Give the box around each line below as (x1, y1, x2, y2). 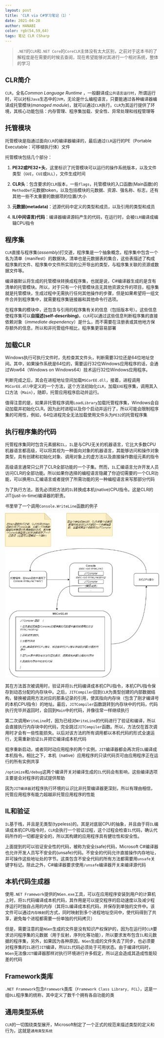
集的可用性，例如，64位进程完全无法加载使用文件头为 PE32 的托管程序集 (5, 412, 148, 418)
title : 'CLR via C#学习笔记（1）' (5, 13, 71, 18)
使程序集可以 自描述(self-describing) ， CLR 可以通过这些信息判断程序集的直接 (5, 313, 158, 319)
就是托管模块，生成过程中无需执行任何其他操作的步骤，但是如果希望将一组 (5, 290, 155, 296)
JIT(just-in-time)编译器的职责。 (5, 493, 68, 499)
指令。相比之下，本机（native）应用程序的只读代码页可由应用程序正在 (13, 752, 154, 758)
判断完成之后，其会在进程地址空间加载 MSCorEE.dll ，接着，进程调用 (5, 377, 141, 383)
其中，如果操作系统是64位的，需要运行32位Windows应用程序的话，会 (13, 361, 154, 367)
